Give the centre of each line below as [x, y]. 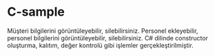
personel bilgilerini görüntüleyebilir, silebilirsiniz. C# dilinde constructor [108, 38]
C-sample [36, 12]
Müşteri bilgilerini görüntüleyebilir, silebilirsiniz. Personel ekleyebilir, [103, 31]
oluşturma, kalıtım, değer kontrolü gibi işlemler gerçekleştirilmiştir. [101, 45]
